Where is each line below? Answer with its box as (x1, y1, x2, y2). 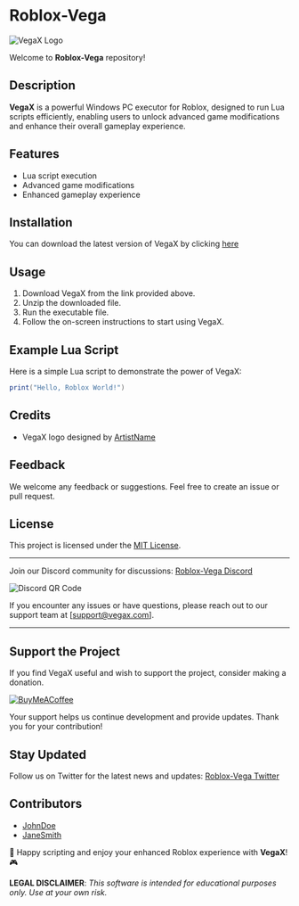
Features (9, 146, 60, 161)
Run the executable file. (21, 307, 109, 317)
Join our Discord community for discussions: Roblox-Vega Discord (9, 565, 254, 576)
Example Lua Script (9, 342, 119, 358)
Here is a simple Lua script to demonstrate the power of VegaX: (9, 367, 242, 376)
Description (9, 78, 76, 94)
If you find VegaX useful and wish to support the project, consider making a (9, 668, 287, 679)
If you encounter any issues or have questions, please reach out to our (9, 600, 269, 611)
